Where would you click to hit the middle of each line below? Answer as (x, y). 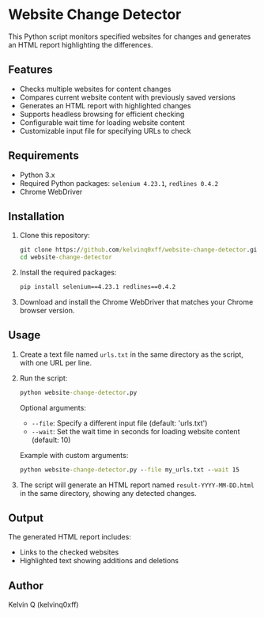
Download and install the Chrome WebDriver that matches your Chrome (136, 302)
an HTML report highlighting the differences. (81, 44)
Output (26, 518)
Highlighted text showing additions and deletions (99, 561)
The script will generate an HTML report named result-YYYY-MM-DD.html (137, 485)
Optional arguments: (53, 407)
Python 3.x (37, 175)
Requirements (43, 156)
